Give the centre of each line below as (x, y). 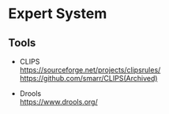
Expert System (58, 14)
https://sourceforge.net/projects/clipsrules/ (90, 70)
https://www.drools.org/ (58, 102)
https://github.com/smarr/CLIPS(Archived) (88, 78)
